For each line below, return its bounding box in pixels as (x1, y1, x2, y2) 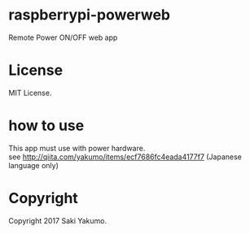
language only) (8, 160, 59, 170)
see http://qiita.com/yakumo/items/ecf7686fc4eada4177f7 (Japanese (8, 152, 243, 162)
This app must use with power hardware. (8, 143, 146, 153)
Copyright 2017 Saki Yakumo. (8, 215, 107, 225)
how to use (8, 116, 85, 135)
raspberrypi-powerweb (8, 6, 171, 24)
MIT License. (8, 88, 52, 97)
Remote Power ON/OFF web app (8, 32, 118, 42)
